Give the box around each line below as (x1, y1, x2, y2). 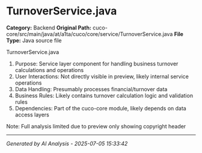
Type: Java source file (6, 37, 62, 44)
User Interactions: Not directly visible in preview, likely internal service (14, 73, 189, 80)
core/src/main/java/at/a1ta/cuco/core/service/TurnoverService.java (6, 30, 173, 37)
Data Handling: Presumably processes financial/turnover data (14, 85, 168, 92)
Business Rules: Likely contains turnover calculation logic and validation (14, 92, 194, 99)
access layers (14, 111, 49, 118)
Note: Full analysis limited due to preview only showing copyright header (6, 122, 186, 130)
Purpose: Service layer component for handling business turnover (14, 60, 179, 67)
